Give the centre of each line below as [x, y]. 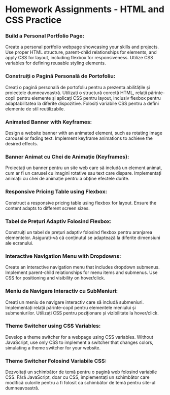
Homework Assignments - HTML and [85, 9]
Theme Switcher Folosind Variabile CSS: [56, 361]
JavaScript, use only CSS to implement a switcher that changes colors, [79, 342]
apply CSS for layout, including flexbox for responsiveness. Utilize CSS [79, 58]
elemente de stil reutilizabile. [35, 109]
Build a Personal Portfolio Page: [45, 36]
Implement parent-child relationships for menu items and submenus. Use [81, 272]
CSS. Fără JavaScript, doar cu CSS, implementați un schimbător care [77, 377]
